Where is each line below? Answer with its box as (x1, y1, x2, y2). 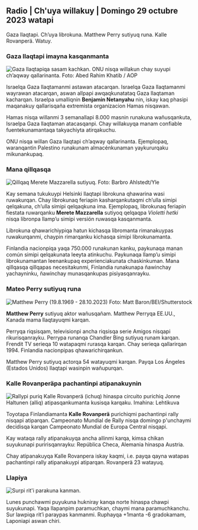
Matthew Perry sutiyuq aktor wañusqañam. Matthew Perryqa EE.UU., (6, 310, 176, 317)
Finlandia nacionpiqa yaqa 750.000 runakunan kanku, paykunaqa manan (6, 245, 183, 252)
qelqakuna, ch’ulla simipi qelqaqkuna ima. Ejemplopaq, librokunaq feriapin (6, 203, 186, 210)
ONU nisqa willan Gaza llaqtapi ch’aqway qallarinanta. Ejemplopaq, (6, 138, 168, 145)
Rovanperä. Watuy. (6, 37, 52, 45)
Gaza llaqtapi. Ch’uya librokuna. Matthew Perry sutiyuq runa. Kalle (6, 31, 167, 38)
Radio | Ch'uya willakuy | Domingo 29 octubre (6, 6, 178, 16)
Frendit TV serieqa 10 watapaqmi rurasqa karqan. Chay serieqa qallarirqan (6, 340, 187, 347)
